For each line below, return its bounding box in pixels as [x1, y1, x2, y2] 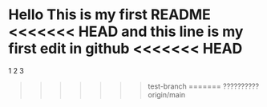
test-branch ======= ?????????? [148, 81, 259, 91]
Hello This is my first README [8, 6, 211, 24]
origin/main [148, 89, 186, 99]
